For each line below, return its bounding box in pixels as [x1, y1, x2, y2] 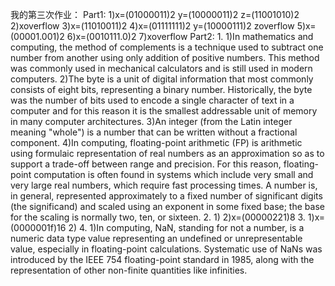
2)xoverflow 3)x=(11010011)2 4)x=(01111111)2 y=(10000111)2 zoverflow [10, 20, 295, 32]
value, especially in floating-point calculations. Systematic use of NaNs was [10, 243, 323, 255]
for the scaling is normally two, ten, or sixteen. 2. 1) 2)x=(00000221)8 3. [10, 211, 306, 223]
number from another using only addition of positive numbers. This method [10, 52, 320, 63]
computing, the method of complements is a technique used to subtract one [10, 41, 324, 53]
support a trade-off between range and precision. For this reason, [10, 158, 282, 170]
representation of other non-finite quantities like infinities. [10, 264, 248, 276]
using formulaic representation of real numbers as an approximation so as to [10, 148, 325, 159]
